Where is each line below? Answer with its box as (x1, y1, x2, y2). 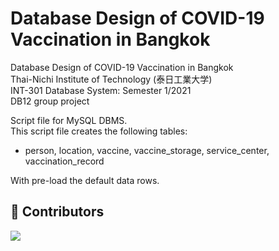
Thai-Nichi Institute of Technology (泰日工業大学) (10, 73, 213, 85)
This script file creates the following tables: (10, 125, 188, 137)
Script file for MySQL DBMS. (10, 114, 128, 126)
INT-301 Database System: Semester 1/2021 (10, 84, 192, 96)
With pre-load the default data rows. (10, 174, 160, 186)
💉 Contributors (10, 203, 105, 221)
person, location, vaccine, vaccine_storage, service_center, (24, 144, 270, 156)
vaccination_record (24, 155, 105, 167)
